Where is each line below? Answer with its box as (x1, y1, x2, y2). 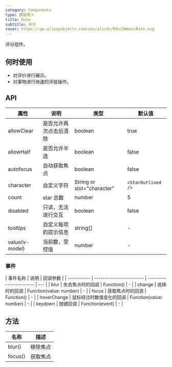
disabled (8, 207, 29, 214)
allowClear (8, 127, 34, 134)
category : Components (5, 7, 52, 13)
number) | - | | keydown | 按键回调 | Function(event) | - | (5, 300, 123, 307)
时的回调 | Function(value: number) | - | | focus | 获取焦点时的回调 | (5, 288, 147, 294)
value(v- (8, 239, 30, 246)
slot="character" (74, 185, 115, 192)
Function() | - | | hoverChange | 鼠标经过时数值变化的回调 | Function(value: (5, 294, 163, 300)
